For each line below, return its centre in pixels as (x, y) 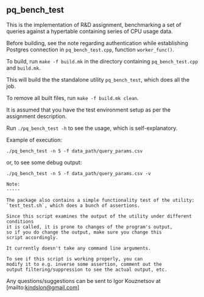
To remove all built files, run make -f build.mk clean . (72, 98)
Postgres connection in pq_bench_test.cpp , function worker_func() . (90, 49)
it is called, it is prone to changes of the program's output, (90, 227)
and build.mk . (23, 68)
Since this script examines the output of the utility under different (99, 216)
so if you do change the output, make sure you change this (84, 232)
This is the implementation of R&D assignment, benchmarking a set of (94, 24)
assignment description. (37, 116)
